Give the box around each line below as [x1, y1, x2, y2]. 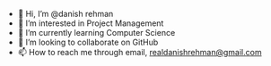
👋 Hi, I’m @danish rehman [17, 9, 114, 19]
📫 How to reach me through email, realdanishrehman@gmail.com [17, 47, 262, 57]
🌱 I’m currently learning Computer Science [17, 28, 176, 37]
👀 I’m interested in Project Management [17, 18, 164, 29]
